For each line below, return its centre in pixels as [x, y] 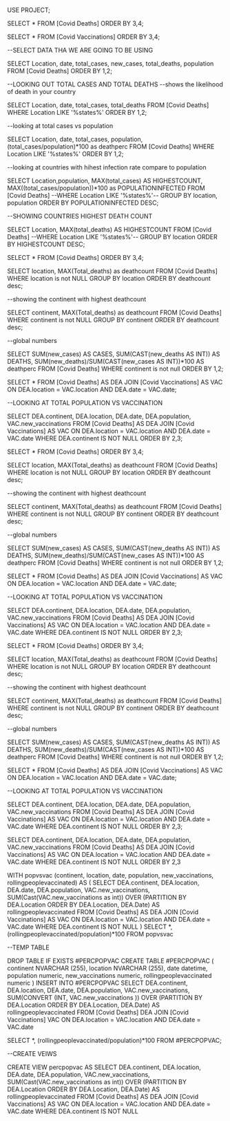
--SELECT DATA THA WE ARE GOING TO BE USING [80, 50]
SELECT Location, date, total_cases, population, [75, 139]
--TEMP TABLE [28, 947]
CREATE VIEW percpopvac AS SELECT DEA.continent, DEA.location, [104, 1067]
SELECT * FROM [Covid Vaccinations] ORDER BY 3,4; [84, 37]
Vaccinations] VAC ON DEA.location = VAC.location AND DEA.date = [104, 1020]
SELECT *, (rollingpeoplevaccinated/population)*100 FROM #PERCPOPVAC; [115, 1040]
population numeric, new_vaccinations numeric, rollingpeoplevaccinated [109, 975]
